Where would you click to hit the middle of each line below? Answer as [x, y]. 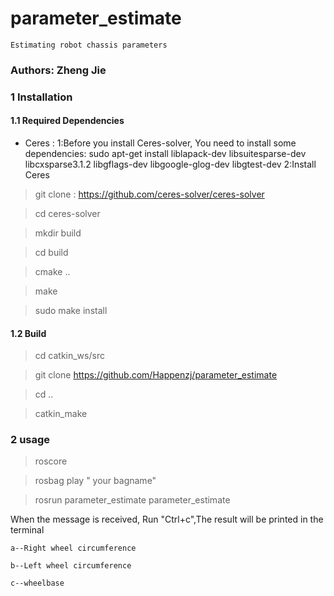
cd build [51, 252]
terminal [27, 530]
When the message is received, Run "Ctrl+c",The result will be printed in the [167, 519]
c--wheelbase [37, 583]
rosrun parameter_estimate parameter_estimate [132, 500]
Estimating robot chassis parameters [89, 45]
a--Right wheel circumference [73, 548]
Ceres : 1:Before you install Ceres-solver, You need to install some [160, 143]
